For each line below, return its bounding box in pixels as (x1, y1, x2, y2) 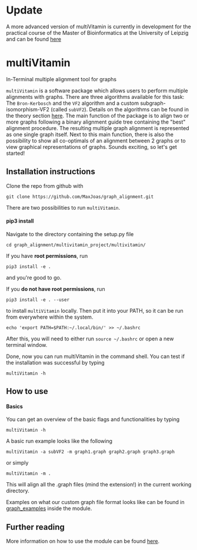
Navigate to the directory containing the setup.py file (6, 230, 134, 237)
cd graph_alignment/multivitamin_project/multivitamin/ (6, 242, 146, 248)
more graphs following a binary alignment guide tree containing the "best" (6, 118, 186, 125)
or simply (6, 459, 29, 466)
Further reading (6, 522, 65, 532)
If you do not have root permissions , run (6, 285, 105, 292)
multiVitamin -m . (6, 471, 51, 477)
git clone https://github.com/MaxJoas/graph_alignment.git (6, 194, 154, 200)
